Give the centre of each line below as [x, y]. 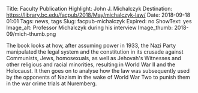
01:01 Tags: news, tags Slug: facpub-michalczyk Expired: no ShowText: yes [99, 21]
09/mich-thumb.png [31, 34]
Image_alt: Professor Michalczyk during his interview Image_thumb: [90, 27]
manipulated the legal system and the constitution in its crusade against [95, 52]
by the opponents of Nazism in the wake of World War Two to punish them [98, 77]
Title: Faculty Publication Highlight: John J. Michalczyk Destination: [89, 9]
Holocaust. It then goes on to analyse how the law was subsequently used [98, 71]
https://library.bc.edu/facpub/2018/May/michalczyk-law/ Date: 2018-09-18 [98, 15]
